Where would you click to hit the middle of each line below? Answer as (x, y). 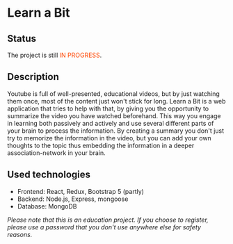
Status (22, 39)
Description (33, 77)
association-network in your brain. (56, 153)
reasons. (20, 234)
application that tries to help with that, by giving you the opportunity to (108, 108)
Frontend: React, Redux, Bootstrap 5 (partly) (81, 191)
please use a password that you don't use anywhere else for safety (104, 227)
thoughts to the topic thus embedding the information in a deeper (101, 145)
